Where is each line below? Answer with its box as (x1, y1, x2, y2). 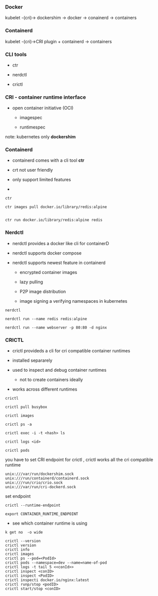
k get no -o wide (5, 530, 43, 535)
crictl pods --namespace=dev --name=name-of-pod (5, 560, 107, 565)
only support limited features (12, 177, 71, 183)
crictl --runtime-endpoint (5, 503, 61, 508)
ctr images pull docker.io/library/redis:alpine (5, 204, 107, 209)
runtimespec (19, 124, 45, 130)
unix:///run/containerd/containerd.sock (5, 476, 90, 481)
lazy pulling (19, 279, 43, 285)
